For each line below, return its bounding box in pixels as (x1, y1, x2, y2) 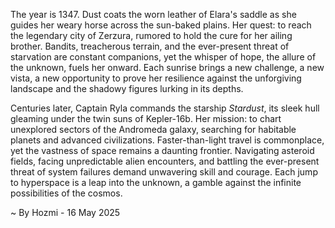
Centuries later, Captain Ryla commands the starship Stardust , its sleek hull (10, 102, 320, 114)
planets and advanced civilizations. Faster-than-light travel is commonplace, (10, 134, 325, 146)
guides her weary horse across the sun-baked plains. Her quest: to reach (10, 19, 312, 31)
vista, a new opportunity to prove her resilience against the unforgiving (10, 72, 302, 84)
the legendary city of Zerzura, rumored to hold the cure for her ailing (10, 30, 293, 41)
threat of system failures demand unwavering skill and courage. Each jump (10, 166, 318, 178)
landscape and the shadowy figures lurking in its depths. (10, 83, 244, 94)
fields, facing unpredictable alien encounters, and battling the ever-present (10, 155, 320, 167)
